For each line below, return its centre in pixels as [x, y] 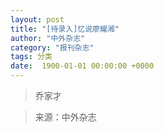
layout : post [37, 19]
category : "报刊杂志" [52, 47]
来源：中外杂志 [65, 117]
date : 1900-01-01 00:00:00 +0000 [82, 66]
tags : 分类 [31, 57]
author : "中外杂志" [48, 38]
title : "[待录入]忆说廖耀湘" [65, 29]
